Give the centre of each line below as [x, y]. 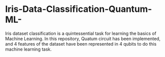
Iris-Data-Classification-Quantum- [79, 9]
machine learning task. [29, 49]
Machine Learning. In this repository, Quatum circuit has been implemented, [83, 39]
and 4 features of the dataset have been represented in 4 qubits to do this [81, 44]
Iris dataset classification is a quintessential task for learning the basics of [81, 33]
